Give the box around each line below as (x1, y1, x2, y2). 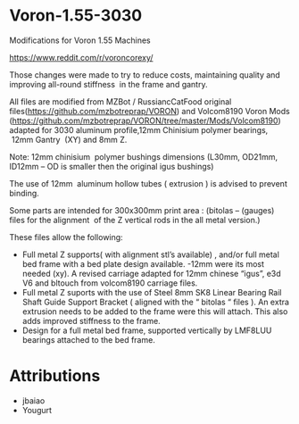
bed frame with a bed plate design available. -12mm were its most (21, 258, 265, 269)
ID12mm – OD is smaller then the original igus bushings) (9, 161, 214, 171)
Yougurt (21, 404, 52, 415)
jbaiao (21, 395, 46, 406)
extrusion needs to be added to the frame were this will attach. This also (21, 305, 288, 317)
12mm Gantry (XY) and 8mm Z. (11, 134, 128, 145)
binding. (9, 187, 40, 198)
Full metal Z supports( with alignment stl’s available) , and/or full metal (21, 249, 279, 260)
